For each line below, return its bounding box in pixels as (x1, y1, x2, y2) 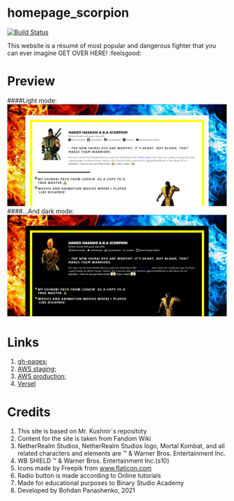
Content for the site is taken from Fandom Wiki (17, 434, 152, 443)
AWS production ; (17, 372, 67, 380)
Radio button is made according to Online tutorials (17, 472, 162, 480)
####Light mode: (7, 96, 57, 105)
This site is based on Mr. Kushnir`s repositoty (17, 427, 148, 436)
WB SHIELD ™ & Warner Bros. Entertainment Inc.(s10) (17, 456, 170, 465)
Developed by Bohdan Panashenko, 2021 (17, 486, 136, 495)
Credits (7, 404, 51, 419)
